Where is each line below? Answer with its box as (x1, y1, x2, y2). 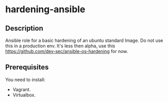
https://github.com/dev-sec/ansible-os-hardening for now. (5, 48, 128, 54)
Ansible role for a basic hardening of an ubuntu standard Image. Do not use (5, 37, 163, 43)
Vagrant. (12, 86, 31, 92)
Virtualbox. (12, 92, 36, 98)
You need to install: (5, 76, 46, 83)
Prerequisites (5, 63, 49, 72)
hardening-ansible (5, 4, 86, 15)
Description (5, 24, 43, 33)
